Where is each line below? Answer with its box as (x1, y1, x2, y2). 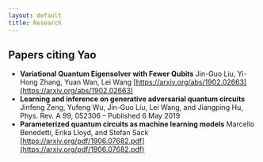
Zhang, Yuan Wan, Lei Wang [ (39, 77, 136, 87)
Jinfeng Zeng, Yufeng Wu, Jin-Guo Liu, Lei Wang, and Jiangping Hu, (19, 103, 244, 112)
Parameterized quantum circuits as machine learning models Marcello (19, 119, 255, 129)
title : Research (8, 19, 62, 27)
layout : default (8, 11, 62, 20)
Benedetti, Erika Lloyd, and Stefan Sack (19, 128, 149, 138)
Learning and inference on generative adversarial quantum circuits (19, 94, 246, 104)
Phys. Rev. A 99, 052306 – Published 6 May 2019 (19, 111, 181, 121)
